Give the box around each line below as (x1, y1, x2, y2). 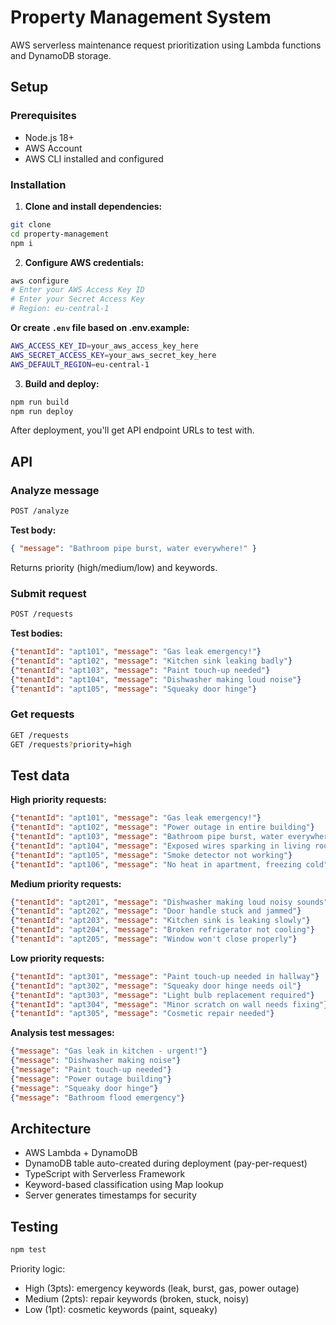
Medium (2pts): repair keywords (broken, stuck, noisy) (24, 1293, 250, 1305)
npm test (10, 1245, 47, 1255)
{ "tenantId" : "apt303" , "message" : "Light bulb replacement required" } (10, 990, 315, 1000)
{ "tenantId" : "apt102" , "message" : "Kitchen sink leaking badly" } (10, 656, 293, 666)
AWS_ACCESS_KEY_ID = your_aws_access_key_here (10, 341, 199, 351)
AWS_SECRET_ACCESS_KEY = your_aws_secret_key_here (10, 350, 217, 360)
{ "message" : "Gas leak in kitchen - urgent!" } (10, 1046, 208, 1056)
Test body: (10, 524, 57, 536)
